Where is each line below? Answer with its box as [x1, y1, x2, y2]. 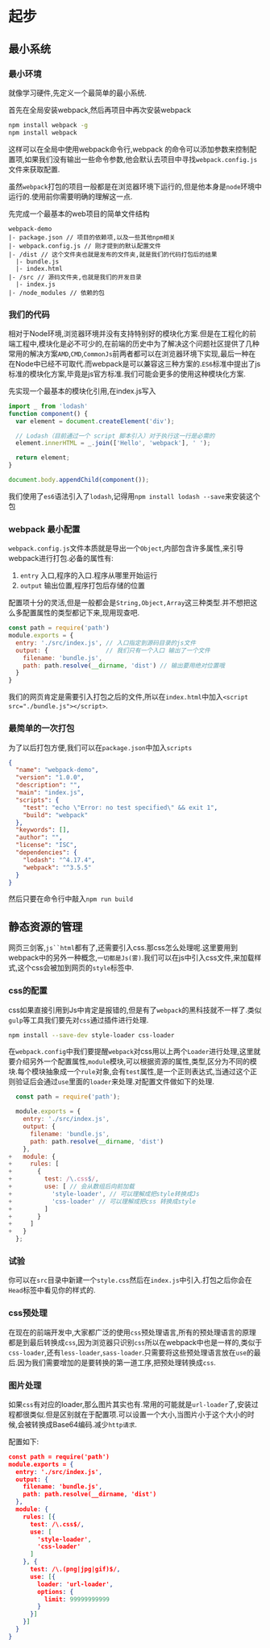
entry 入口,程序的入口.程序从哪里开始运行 [19, 571, 158, 580]
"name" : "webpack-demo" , [15, 766, 99, 774]
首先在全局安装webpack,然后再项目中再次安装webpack [8, 105, 192, 114]
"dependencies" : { [15, 849, 78, 857]
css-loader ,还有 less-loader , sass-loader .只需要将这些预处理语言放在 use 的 [8, 1347, 254, 1357]
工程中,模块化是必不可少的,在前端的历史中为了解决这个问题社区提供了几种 [15, 338, 260, 348]
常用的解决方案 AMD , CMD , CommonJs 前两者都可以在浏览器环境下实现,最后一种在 [8, 348, 256, 359]
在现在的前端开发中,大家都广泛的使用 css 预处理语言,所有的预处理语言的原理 [8, 1327, 256, 1337]
